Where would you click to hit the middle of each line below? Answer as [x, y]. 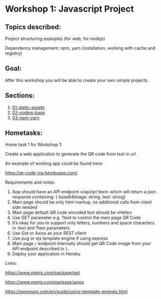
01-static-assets [28, 107]
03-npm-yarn [26, 117]
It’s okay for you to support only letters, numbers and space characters [83, 223]
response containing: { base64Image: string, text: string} [69, 197]
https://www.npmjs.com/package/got [43, 273]
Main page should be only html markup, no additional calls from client [82, 202]
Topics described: [33, 27]
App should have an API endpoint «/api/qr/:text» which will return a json [84, 192]
